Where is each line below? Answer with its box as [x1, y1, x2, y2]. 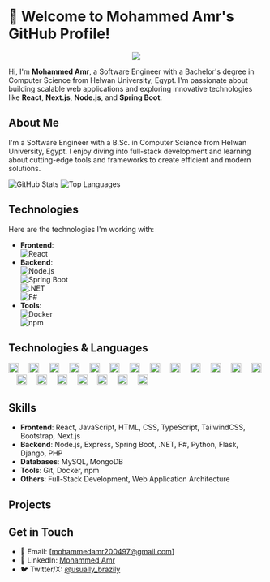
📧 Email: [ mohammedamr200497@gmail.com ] [19, 547, 175, 557]
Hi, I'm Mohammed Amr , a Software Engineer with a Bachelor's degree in [8, 67, 255, 76]
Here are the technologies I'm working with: [8, 224, 155, 234]
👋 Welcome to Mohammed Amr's [8, 7, 235, 26]
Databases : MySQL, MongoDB [19, 457, 124, 467]
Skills [8, 401, 36, 415]
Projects [8, 498, 52, 511]
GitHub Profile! [8, 24, 111, 43]
